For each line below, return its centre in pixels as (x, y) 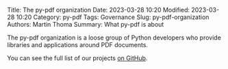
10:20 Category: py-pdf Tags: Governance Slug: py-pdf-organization (113, 17)
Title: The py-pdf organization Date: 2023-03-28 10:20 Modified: (99, 10)
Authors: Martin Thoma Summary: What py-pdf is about (86, 24)
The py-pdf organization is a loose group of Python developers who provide (114, 38)
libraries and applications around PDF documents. (78, 45)
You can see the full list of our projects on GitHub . (77, 58)
